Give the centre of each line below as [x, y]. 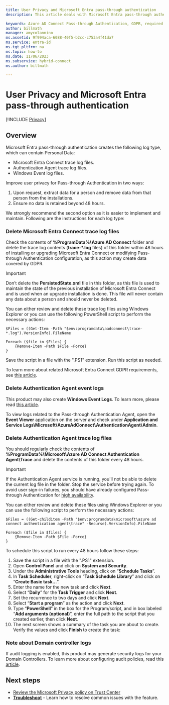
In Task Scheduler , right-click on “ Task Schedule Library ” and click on [87, 576]
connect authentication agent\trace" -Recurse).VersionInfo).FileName [81, 524]
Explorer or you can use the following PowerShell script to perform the [78, 314]
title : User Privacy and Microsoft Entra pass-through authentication [81, 10]
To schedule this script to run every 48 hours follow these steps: [72, 550]
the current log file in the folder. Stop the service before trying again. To [80, 484]
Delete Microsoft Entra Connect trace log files [62, 231]
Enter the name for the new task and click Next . [62, 587]
